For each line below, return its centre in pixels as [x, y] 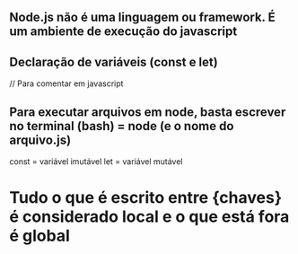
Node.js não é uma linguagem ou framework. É [142, 18]
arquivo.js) [40, 140]
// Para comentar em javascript [66, 83]
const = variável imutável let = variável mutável [96, 162]
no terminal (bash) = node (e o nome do [122, 126]
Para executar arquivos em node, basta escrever [148, 112]
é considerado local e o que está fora [149, 217]
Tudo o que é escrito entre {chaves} [146, 198]
